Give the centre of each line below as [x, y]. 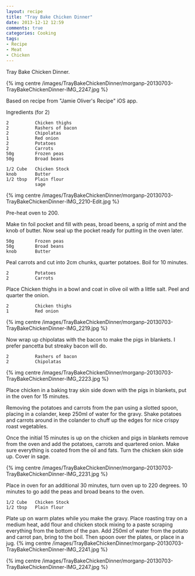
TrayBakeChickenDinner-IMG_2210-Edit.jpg [59, 201]
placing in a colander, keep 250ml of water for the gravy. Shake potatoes [94, 414]
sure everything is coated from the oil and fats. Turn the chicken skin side [95, 450]
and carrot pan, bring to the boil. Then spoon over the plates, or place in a [95, 537]
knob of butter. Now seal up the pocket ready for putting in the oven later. [95, 230]
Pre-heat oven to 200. [33, 213]
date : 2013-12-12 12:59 [35, 22]
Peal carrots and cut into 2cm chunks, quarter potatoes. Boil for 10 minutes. [97, 262]
